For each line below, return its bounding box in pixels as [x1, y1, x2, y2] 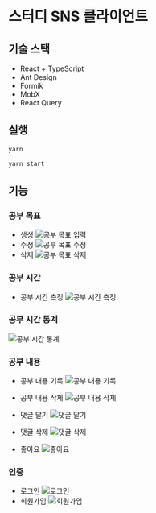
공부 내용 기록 [19, 376, 64, 386]
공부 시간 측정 [19, 292, 64, 302]
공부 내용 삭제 [19, 393, 64, 403]
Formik [19, 81, 43, 90]
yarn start [8, 159, 45, 168]
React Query [19, 98, 62, 107]
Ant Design [19, 72, 58, 81]
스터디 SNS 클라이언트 [8, 7, 149, 26]
